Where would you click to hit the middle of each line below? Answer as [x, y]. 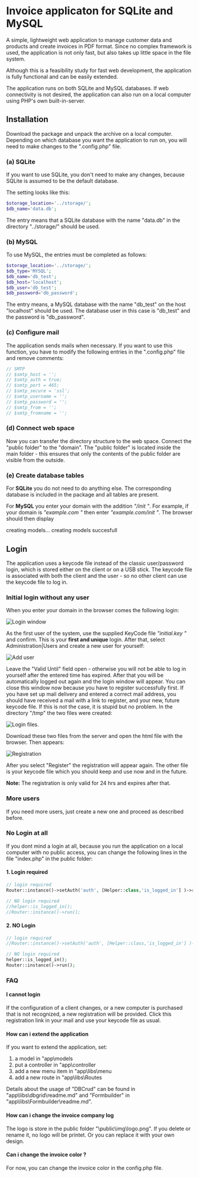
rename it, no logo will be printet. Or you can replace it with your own [90, 1135]
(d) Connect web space [41, 428]
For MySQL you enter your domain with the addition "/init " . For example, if [97, 506]
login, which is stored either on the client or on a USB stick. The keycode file [99, 569]
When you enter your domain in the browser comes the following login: [93, 610]
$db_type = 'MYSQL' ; [29, 271]
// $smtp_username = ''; [37, 397]
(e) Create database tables [45, 475]
